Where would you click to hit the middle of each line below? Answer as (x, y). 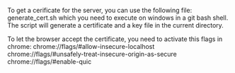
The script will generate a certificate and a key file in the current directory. (116, 25)
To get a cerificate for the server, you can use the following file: (100, 10)
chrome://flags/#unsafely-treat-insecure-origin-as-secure (92, 54)
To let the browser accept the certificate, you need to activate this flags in (115, 39)
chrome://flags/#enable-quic (50, 62)
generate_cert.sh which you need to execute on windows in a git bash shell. (118, 18)
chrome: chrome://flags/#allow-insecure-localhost (81, 46)
